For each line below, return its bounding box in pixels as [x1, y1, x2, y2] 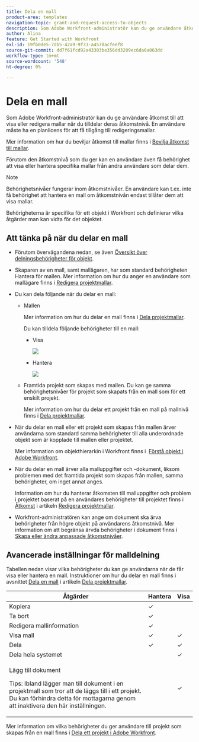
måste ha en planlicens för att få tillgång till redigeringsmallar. [6, 127, 156, 134]
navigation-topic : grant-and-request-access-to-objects [6, 20, 147, 26]
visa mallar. [6, 198, 34, 205]
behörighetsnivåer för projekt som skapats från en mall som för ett [23, 388, 186, 395]
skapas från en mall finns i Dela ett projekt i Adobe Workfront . [6, 729, 157, 736]
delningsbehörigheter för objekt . [14, 255, 94, 262]
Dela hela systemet [9, 650, 62, 658]
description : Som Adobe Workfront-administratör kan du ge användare [6, 25, 182, 31]
